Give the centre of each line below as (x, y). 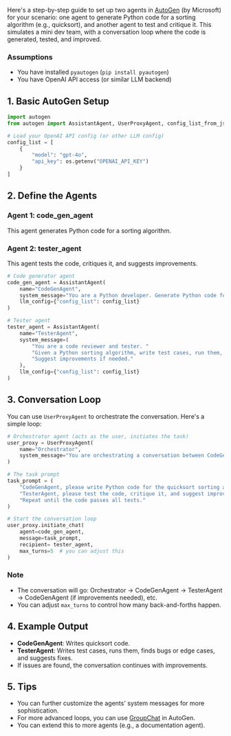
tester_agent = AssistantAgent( (53, 327)
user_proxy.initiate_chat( (46, 526)
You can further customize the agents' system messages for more (111, 704)
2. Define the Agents (52, 196)
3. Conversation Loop (54, 400)
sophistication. (38, 710)
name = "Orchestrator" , (50, 449)
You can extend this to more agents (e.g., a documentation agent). (111, 725)
